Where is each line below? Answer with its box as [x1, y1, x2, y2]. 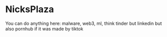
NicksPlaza [5, 4, 54, 15]
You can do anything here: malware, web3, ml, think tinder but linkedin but [5, 20, 162, 26]
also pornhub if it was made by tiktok [5, 25, 83, 31]
